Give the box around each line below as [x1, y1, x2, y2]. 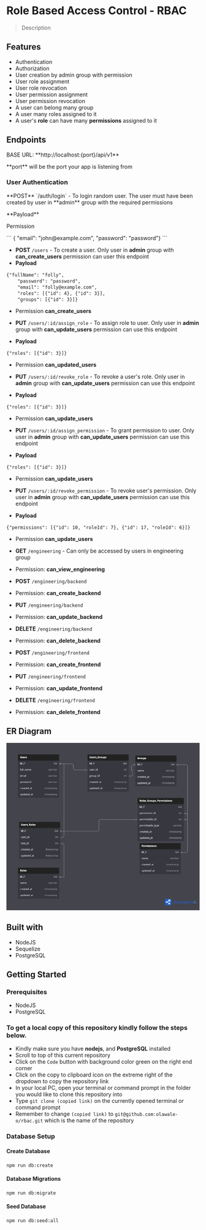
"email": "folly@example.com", [17, 284, 97, 290]
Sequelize [15, 945, 41, 952]
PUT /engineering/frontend [15, 672, 86, 680]
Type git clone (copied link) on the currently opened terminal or [15, 1097, 184, 1105]
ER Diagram [6, 726, 52, 737]
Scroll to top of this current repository [15, 1051, 111, 1059]
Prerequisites [6, 987, 47, 996]
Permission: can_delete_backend [15, 637, 101, 644]
